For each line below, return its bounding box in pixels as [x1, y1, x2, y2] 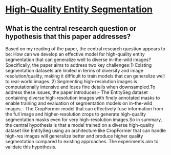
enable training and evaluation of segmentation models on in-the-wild [5, 100, 153, 106]
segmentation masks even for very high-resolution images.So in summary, [5, 117, 162, 123]
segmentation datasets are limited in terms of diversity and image [5, 68, 143, 73]
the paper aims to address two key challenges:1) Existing [32, 62, 152, 68]
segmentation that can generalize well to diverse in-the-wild [5, 56, 132, 63]
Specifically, [5, 62, 31, 68]
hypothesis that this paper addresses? [5, 32, 131, 41]
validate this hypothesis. [5, 144, 57, 150]
